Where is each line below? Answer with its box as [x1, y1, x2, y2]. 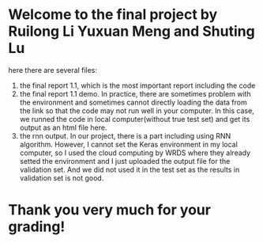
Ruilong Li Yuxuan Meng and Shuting [8, 22, 255, 40]
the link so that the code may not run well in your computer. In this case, [19, 105, 254, 116]
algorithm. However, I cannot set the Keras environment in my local [19, 139, 239, 149]
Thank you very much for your [8, 201, 212, 219]
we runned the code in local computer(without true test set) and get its [19, 114, 250, 123]
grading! [8, 218, 66, 236]
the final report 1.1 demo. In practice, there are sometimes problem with [19, 89, 251, 98]
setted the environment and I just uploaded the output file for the [19, 156, 231, 165]
